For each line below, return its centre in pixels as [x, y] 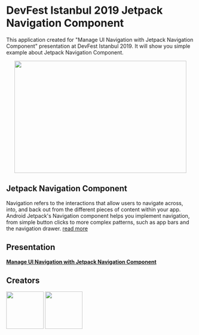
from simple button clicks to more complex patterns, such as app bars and [98, 222]
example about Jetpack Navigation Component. [65, 52]
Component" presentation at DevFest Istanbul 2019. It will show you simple [98, 46]
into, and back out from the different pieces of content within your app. [94, 209]
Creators [23, 280]
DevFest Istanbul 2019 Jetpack [85, 10]
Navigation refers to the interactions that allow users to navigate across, [95, 203]
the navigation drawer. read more [47, 229]
